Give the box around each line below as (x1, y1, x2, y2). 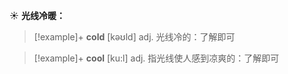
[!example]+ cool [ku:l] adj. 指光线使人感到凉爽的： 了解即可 (33, 52, 280, 64)
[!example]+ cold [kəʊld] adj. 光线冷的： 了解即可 (33, 31, 236, 43)
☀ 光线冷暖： (9, 10, 66, 21)
